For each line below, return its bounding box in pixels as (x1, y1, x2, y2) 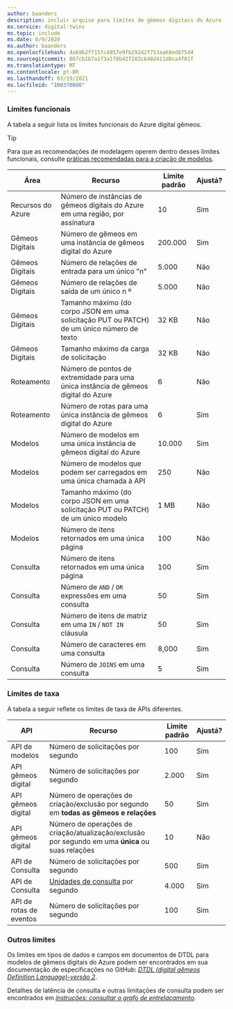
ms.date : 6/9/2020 (7, 36, 60, 43)
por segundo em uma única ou (49, 836, 150, 846)
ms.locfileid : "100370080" (7, 81, 85, 88)
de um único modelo (60, 513, 128, 523)
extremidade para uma (60, 372, 135, 382)
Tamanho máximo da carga (60, 344, 149, 353)
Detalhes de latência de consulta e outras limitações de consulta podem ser (7, 986, 224, 995)
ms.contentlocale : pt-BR (7, 68, 79, 75)
